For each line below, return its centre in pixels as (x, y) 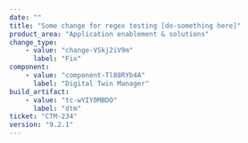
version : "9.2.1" (41, 125)
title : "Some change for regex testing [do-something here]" (125, 26)
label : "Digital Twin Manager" (91, 83)
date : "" (25, 17)
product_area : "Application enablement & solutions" (109, 34)
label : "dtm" (57, 108)
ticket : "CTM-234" (43, 116)
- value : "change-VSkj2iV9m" (79, 51)
